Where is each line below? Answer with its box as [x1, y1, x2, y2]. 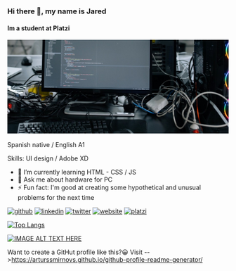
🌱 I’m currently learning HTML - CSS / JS [17, 168, 137, 177]
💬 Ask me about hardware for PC [17, 175, 113, 184]
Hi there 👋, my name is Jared [7, 6, 107, 16]
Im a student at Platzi [7, 24, 70, 32]
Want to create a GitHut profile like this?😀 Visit [7, 248, 143, 256]
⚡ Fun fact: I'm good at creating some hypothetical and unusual [17, 183, 202, 192]
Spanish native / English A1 [7, 141, 86, 149]
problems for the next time [17, 194, 95, 202]
